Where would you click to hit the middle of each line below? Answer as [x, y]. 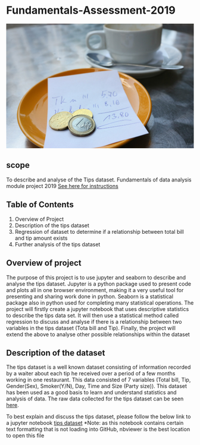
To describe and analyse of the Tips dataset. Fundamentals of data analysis [99, 180]
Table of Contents [40, 205]
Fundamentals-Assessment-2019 [91, 10]
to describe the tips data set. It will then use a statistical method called [93, 315]
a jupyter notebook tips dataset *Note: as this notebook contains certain [95, 423]
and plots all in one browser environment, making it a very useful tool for [95, 290]
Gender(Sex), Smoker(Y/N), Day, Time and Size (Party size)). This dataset [97, 386]
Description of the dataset [56, 352]
